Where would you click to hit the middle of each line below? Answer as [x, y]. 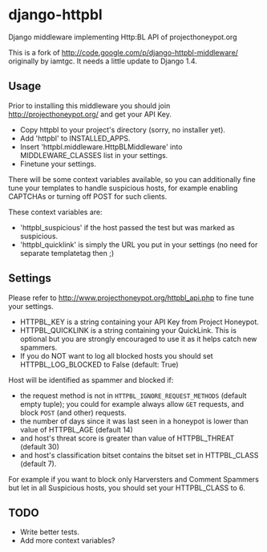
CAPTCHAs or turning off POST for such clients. [88, 196]
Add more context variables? [67, 541]
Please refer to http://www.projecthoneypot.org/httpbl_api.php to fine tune [131, 298]
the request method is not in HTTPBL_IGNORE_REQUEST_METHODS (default [133, 396]
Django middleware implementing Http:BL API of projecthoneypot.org [123, 37]
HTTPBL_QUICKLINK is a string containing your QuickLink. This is [128, 330]
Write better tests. [50, 532]
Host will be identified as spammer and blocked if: [91, 379]
